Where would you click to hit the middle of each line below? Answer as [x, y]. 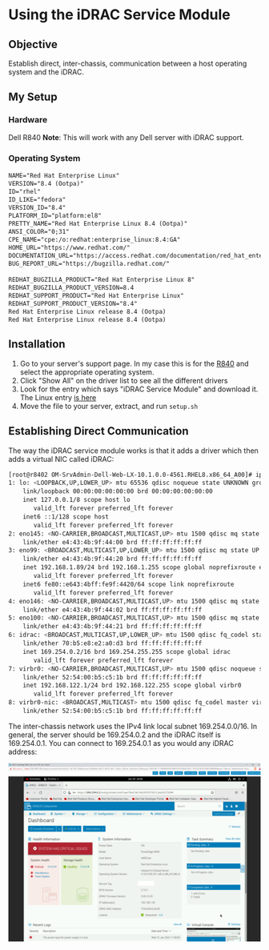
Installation [37, 345]
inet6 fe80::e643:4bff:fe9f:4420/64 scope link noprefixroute [128, 584]
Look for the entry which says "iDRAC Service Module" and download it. [139, 389]
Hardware [28, 120]
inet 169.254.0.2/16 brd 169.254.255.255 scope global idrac [126, 651]
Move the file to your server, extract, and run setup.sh [109, 406]
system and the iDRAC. [46, 72]
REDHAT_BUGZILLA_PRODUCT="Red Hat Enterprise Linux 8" [102, 279]
